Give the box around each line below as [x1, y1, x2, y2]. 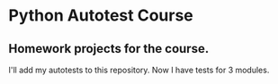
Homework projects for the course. [8, 41, 210, 56]
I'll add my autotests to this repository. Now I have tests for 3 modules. [8, 64, 270, 75]
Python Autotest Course [8, 5, 194, 26]
